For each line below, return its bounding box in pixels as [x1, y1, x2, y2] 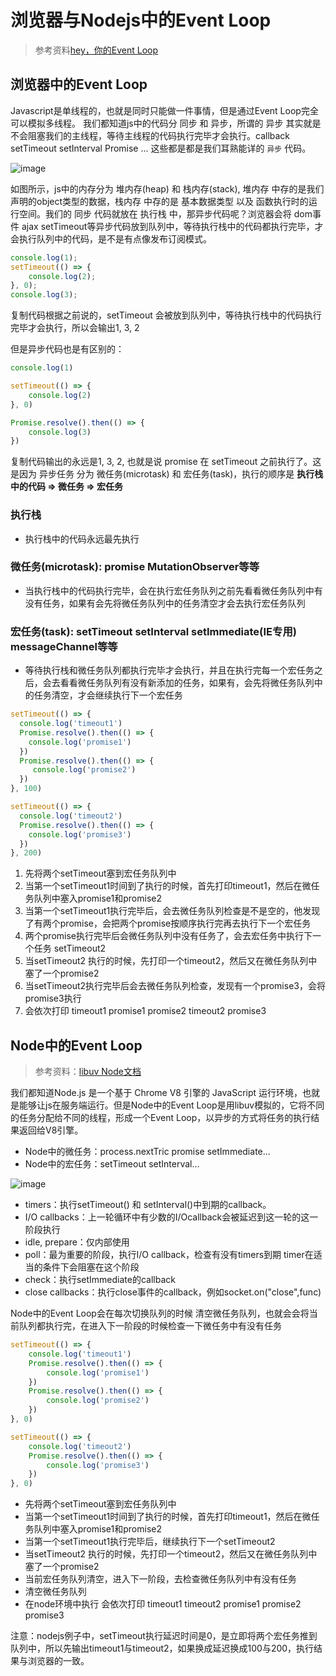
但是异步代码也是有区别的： [10, 343, 125, 355]
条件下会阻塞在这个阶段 [42, 1261, 140, 1273]
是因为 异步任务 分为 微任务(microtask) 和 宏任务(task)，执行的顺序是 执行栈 [10, 468, 324, 480]
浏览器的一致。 [27, 1655, 90, 1667]
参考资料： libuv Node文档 [34, 1066, 142, 1078]
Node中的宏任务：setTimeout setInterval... [24, 1158, 200, 1170]
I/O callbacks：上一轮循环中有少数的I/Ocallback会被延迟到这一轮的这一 [24, 1211, 319, 1223]
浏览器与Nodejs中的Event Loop [10, 9, 272, 32]
